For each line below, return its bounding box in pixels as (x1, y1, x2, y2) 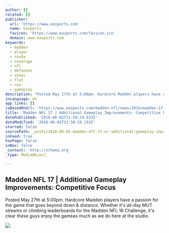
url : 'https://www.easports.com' (10, 21, 80, 27)
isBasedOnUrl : (5, 106, 35, 111)
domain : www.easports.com (10, 36, 64, 41)
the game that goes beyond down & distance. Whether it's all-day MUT (5, 202, 152, 208)
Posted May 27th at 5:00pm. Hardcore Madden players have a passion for (5, 197, 158, 203)
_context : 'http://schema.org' (5, 148, 71, 153)
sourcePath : (5, 129, 30, 134)
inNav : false (5, 143, 33, 148)
